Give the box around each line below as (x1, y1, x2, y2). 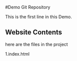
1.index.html (5, 51, 30, 57)
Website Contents (5, 28, 62, 37)
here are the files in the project (5, 41, 68, 47)
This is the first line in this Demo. (5, 14, 72, 19)
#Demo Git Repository (5, 4, 51, 10)
